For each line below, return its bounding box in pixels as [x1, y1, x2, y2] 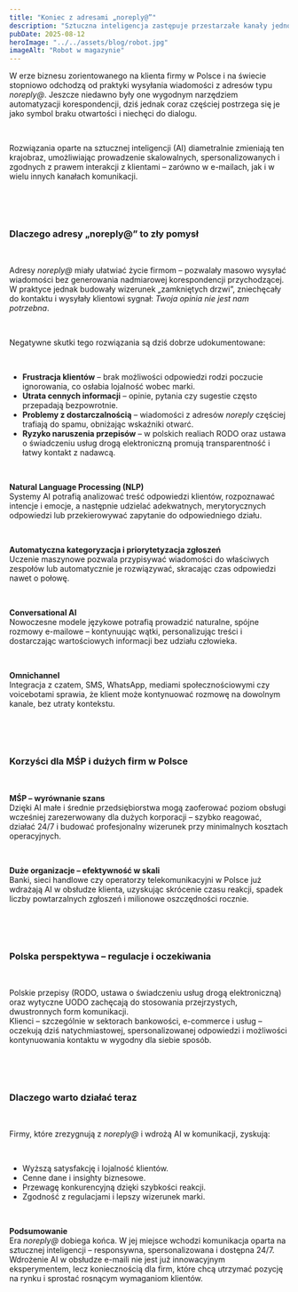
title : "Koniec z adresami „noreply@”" [9, 12, 157, 22]
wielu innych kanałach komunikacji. [9, 171, 138, 182]
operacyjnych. [9, 831, 62, 841]
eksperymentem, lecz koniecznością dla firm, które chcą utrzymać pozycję [9, 1264, 284, 1274]
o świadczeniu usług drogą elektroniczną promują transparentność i [21, 437, 271, 449]
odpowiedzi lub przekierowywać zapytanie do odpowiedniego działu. [9, 510, 263, 521]
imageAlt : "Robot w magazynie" [9, 46, 125, 55]
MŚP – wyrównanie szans [9, 792, 106, 803]
